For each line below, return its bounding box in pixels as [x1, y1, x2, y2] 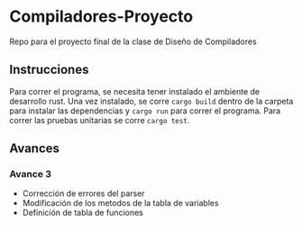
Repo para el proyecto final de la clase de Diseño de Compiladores [9, 36, 257, 47]
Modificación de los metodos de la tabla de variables [22, 198, 219, 209]
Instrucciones [9, 62, 89, 77]
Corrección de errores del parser [22, 188, 146, 199]
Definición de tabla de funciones [22, 207, 144, 218]
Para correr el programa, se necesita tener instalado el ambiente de [9, 85, 261, 96]
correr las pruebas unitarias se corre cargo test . [9, 114, 190, 125]
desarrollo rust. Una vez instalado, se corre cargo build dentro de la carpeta [9, 95, 294, 106]
